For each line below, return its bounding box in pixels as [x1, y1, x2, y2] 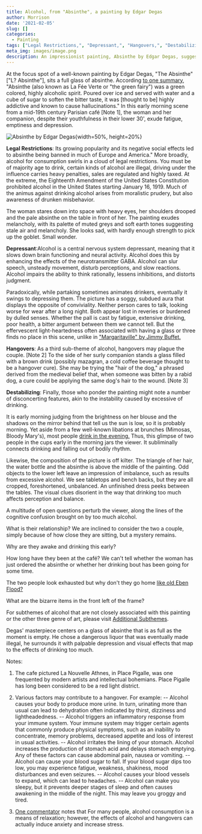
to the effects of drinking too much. [6, 646, 94, 653]
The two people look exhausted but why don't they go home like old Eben [6, 579, 189, 586]
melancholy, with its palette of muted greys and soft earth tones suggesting [6, 220, 194, 228]
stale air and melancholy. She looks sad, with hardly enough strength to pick [6, 226, 195, 234]
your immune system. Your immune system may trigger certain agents [14, 719, 189, 726]
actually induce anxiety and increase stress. [14, 820, 124, 828]
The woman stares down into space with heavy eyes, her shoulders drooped [6, 207, 196, 214]
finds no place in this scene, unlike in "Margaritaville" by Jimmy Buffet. [6, 333, 182, 340]
